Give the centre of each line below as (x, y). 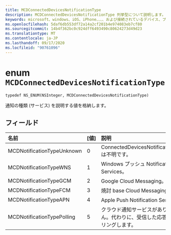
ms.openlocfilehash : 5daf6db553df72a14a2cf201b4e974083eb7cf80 (74, 24)
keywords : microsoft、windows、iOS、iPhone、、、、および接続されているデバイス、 (84, 19)
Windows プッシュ (123, 164)
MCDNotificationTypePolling (41, 217)
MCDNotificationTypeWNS (39, 167)
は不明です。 (116, 154)
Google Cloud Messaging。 (134, 181)
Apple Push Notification (129, 200)
